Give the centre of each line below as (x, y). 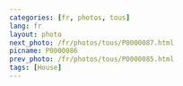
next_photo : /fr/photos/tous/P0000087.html (92, 43)
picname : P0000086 (44, 51)
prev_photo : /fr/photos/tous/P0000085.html (92, 59)
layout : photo (36, 34)
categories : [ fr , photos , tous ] (70, 17)
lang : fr (26, 26)
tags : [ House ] (36, 68)
